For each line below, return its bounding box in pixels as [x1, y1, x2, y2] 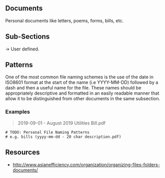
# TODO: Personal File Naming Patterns [5, 130, 90, 135]
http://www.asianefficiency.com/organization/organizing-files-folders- [12, 161, 160, 167]
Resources [5, 148, 40, 157]
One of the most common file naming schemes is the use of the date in [5, 74, 154, 80]
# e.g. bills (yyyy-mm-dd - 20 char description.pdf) [5, 134, 122, 139]
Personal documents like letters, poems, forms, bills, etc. [5, 17, 124, 23]
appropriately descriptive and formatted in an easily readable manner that [5, 90, 159, 96]
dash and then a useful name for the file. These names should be [5, 85, 142, 91]
